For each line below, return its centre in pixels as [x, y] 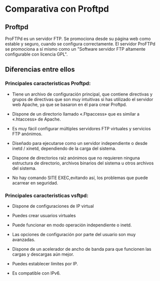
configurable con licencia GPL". [36, 54]
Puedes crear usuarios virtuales [44, 215]
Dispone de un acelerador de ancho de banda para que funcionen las [82, 249]
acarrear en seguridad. [35, 183]
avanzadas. [24, 240]
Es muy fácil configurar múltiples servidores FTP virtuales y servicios [81, 128]
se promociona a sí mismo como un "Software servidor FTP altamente [75, 49]
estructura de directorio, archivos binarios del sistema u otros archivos [83, 163]
